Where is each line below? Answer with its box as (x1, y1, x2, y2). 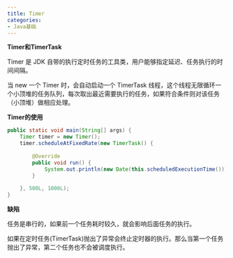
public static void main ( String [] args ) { (7, 127, 132, 134)
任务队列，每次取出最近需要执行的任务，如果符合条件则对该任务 (37, 89, 220, 98)
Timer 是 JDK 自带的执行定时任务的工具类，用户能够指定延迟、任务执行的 (7, 58, 217, 66)
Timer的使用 (7, 113, 43, 121)
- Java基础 (7, 23, 37, 30)
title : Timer (7, 10, 45, 17)
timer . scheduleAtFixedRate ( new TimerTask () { (19, 140, 154, 147)
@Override (32, 153, 60, 160)
